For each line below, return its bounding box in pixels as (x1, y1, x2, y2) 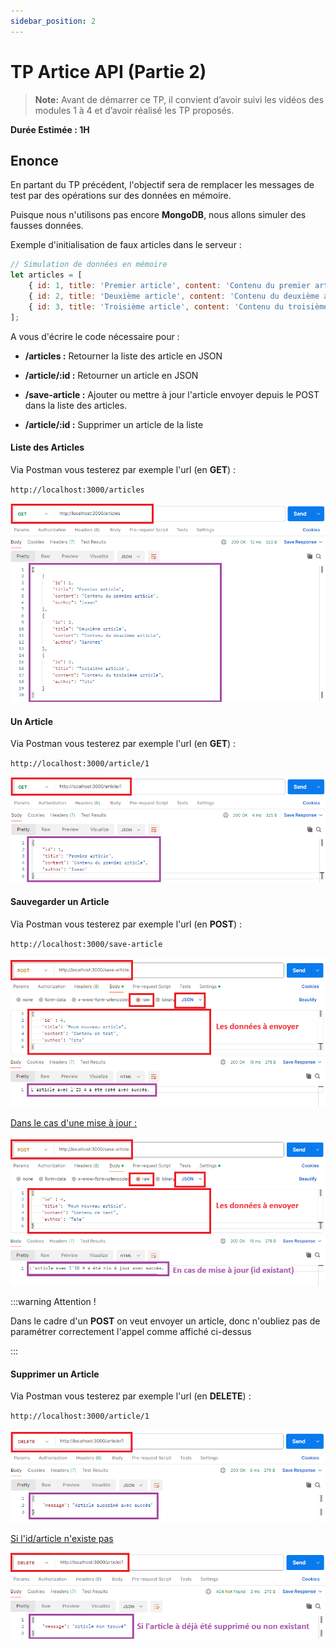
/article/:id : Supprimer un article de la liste (24, 418, 204, 430)
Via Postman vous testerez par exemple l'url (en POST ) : (10, 918, 243, 930)
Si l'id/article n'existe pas (10, 1532, 114, 1544)
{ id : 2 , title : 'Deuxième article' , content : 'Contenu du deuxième (28, 291, 320, 301)
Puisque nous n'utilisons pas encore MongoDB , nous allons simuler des (10, 209, 307, 221)
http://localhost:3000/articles (10, 485, 145, 495)
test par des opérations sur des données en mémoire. (10, 190, 232, 202)
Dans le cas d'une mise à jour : (10, 1116, 138, 1129)
